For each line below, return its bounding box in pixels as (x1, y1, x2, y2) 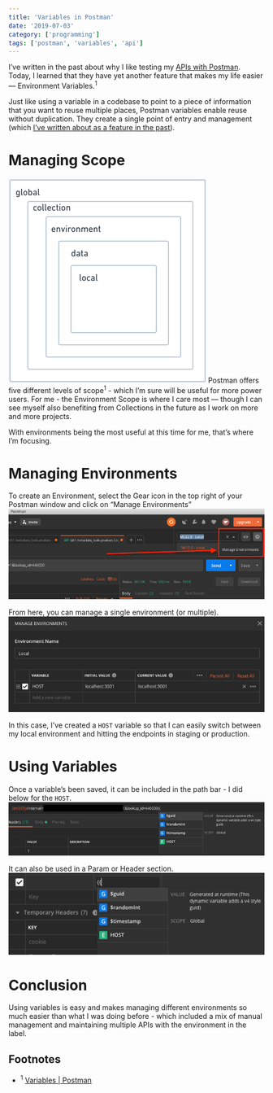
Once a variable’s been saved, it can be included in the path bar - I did (8, 784, 244, 794)
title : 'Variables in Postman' (8, 13, 115, 21)
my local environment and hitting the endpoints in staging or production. (8, 728, 250, 738)
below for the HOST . (8, 793, 71, 802)
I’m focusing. (8, 435, 52, 445)
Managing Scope (8, 151, 126, 170)
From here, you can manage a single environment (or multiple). (8, 607, 219, 617)
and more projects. (8, 411, 71, 421)
